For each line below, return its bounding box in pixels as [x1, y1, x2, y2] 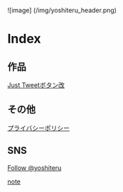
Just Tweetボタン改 [7, 81, 65, 89]
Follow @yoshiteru [7, 163, 62, 172]
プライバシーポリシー [7, 123, 70, 132]
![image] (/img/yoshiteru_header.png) [7, 6, 117, 14]
